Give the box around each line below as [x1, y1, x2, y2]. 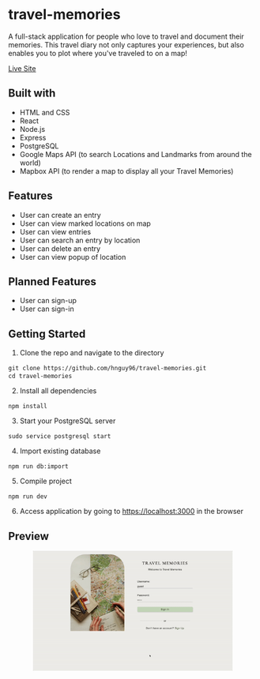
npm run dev [8, 493, 47, 501]
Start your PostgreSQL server [19, 416, 116, 426]
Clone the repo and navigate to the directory [19, 348, 164, 358]
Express [19, 133, 47, 142]
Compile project [19, 476, 73, 486]
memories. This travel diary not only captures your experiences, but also [8, 39, 245, 49]
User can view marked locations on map [19, 219, 152, 228]
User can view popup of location [19, 252, 126, 261]
